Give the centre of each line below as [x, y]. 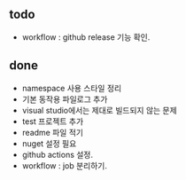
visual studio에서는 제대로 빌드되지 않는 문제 [99, 110]
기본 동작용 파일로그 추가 [65, 99]
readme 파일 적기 [53, 132]
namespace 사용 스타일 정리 [72, 88]
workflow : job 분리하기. [65, 165]
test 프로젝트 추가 [53, 121]
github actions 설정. [58, 154]
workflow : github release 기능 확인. [86, 37]
